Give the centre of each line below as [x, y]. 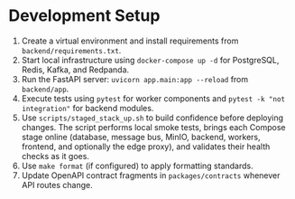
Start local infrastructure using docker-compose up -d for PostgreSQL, [150, 60]
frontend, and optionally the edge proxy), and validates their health [146, 147]
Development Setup [84, 16]
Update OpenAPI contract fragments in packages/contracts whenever [151, 175]
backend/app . [45, 89]
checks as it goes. [55, 156]
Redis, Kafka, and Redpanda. [75, 70]
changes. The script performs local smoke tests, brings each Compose [153, 127]
